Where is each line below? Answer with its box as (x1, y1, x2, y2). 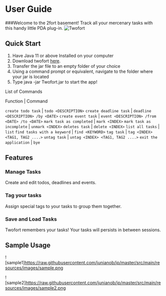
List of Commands (5, 88, 42, 95)
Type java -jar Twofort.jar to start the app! (12, 79, 98, 85)
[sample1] (5, 259, 25, 265)
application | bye (5, 139, 41, 145)
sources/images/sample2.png (5, 285, 66, 291)
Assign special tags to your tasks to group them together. (5, 203, 122, 209)
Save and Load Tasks (5, 215, 57, 222)
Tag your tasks (5, 192, 42, 199)
